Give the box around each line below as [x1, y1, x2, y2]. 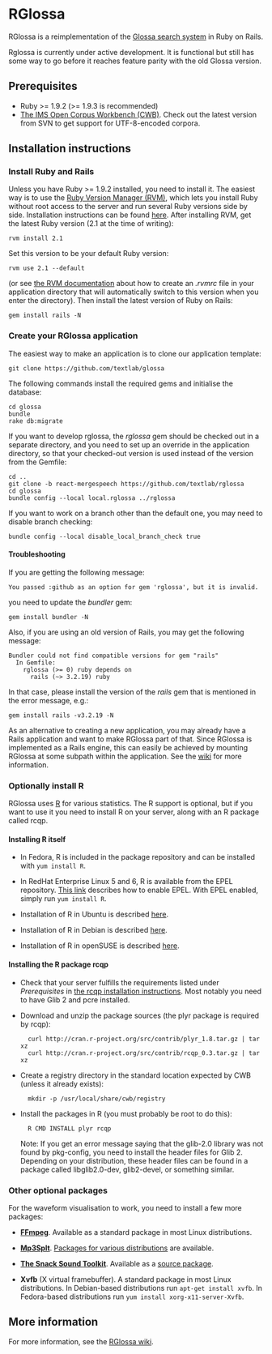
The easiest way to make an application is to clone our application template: [8, 348, 261, 358]
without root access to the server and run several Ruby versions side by [8, 202, 249, 211]
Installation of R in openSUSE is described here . [19, 941, 180, 950]
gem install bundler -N [8, 613, 89, 621]
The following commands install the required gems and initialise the [8, 378, 233, 388]
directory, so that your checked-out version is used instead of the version [8, 448, 253, 458]
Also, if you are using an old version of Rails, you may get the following [8, 627, 244, 637]
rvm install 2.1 [8, 234, 63, 243]
